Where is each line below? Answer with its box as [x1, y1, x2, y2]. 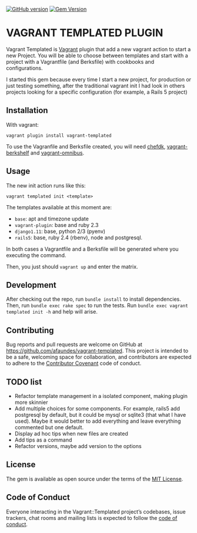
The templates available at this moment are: [6, 203, 112, 210]
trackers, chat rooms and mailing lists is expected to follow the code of [6, 514, 178, 521]
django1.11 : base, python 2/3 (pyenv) [14, 228, 106, 235]
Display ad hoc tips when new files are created [14, 430, 128, 437]
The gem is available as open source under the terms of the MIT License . [6, 475, 183, 482]
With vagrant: [6, 121, 39, 128]
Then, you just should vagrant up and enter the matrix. [6, 263, 138, 270]
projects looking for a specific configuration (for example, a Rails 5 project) [6, 88, 188, 96]
